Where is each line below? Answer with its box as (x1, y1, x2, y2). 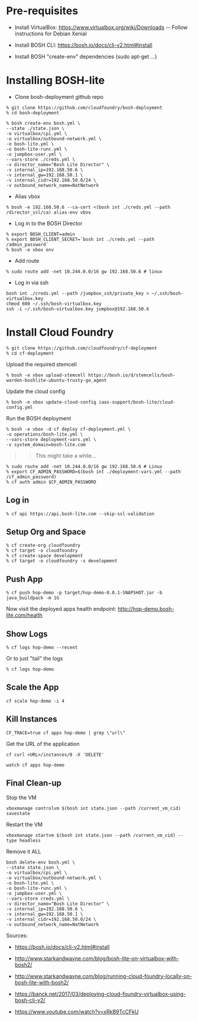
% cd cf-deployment (6, 350, 54, 356)
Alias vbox (14, 192, 40, 199)
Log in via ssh (14, 279, 49, 286)
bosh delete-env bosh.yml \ (6, 859, 76, 865)
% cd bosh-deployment (6, 109, 60, 116)
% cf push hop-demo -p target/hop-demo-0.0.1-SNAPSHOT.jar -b (6, 590, 163, 596)
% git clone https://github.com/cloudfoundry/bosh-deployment (6, 105, 163, 111)
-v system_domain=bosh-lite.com (6, 442, 86, 447)
